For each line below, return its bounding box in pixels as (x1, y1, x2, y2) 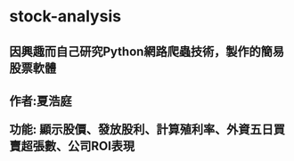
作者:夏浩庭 (9, 93, 73, 109)
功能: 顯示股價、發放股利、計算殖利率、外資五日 (9, 122, 274, 137)
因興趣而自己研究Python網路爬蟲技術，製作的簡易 (9, 44, 285, 59)
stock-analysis (9, 6, 122, 27)
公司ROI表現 (67, 138, 135, 153)
